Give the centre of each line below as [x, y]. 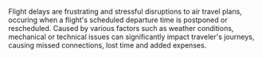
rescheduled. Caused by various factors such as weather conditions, [121, 28]
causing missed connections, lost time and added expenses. [108, 45]
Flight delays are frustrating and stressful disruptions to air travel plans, [125, 12]
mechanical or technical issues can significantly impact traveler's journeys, [131, 37]
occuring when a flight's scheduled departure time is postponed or [118, 20]
